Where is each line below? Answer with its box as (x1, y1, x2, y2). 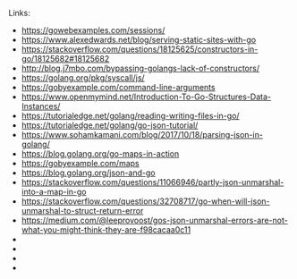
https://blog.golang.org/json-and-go (21, 167, 156, 178)
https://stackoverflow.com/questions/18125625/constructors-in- (21, 44, 259, 55)
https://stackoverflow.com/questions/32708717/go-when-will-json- (21, 196, 270, 207)
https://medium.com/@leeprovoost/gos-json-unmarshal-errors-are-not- (21, 215, 288, 225)
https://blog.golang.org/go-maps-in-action (21, 148, 180, 159)
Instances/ (21, 101, 61, 111)
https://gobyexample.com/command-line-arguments (21, 82, 216, 92)
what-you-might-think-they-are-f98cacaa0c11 (21, 224, 191, 235)
